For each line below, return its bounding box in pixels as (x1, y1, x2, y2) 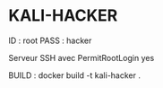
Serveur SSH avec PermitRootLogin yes (8, 52, 155, 63)
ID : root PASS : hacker (8, 35, 92, 46)
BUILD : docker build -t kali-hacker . (8, 69, 141, 81)
